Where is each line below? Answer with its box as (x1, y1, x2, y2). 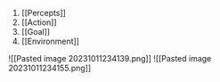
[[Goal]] (20, 27, 51, 37)
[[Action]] (20, 17, 57, 28)
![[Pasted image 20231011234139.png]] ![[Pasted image (8, 53, 212, 63)
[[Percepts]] (20, 8, 66, 18)
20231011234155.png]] (8, 62, 92, 73)
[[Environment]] (20, 36, 79, 46)
